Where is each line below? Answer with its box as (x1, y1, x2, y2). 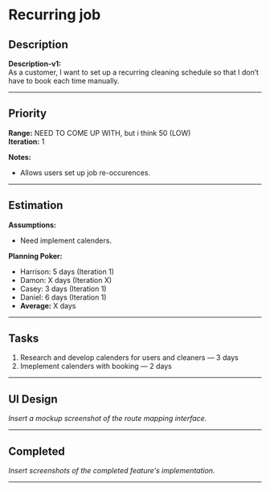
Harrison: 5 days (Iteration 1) (19, 267, 115, 276)
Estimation (8, 198, 63, 212)
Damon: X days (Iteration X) (19, 275, 112, 284)
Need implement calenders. (19, 235, 112, 245)
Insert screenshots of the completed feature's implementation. (8, 466, 215, 476)
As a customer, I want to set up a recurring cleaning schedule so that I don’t (8, 68, 260, 77)
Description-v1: (8, 59, 62, 68)
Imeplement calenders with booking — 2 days (19, 362, 173, 371)
